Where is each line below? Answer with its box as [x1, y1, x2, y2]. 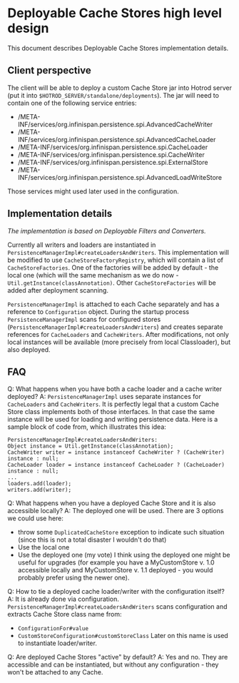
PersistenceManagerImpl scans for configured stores [7, 315, 161, 323]
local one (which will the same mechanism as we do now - [7, 270, 179, 279]
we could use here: [7, 514, 64, 522]
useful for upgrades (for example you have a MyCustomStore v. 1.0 [17, 558, 215, 567]
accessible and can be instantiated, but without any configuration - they [7, 660, 219, 669]
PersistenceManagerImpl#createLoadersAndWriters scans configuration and [7, 602, 228, 611]
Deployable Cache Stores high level [7, 5, 223, 21]
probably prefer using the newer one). [17, 573, 130, 582]
